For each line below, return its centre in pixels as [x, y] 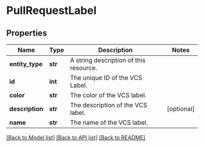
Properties [27, 33]
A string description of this [107, 60]
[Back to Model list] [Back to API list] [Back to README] [76, 138]
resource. [83, 68]
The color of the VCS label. [108, 95]
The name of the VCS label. [109, 122]
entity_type [26, 64]
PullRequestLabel [52, 11]
